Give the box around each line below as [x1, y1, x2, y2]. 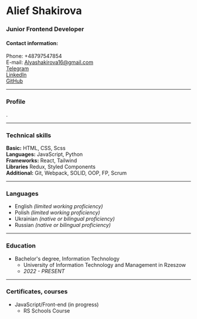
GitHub [6, 77, 23, 84]
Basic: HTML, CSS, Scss [6, 144, 66, 151]
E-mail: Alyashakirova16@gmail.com [6, 59, 94, 66]
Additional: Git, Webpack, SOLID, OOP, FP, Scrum [6, 169, 127, 177]
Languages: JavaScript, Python [6, 151, 83, 158]
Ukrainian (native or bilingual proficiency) [14, 215, 116, 222]
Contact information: [6, 39, 59, 46]
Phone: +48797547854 [6, 53, 63, 60]
